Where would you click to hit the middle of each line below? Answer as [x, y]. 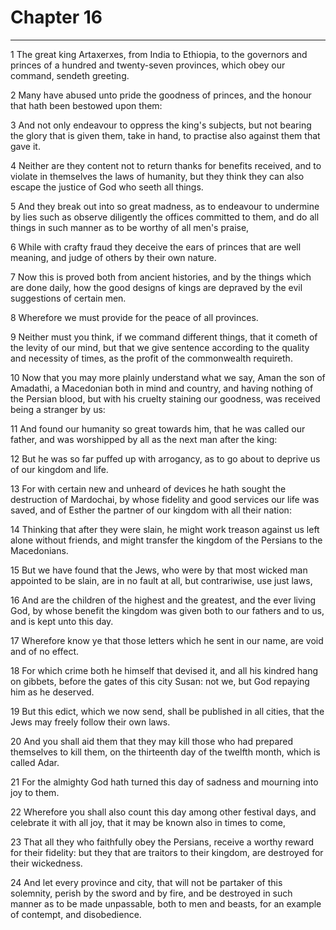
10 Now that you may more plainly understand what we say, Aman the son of [168, 377]
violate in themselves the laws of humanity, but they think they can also [157, 176]
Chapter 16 [56, 17]
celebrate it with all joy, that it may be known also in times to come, [148, 822]
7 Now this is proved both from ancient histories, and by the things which [161, 277]
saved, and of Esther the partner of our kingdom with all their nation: [151, 510]
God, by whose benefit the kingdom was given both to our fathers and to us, [167, 610]
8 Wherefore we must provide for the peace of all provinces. [134, 317]
